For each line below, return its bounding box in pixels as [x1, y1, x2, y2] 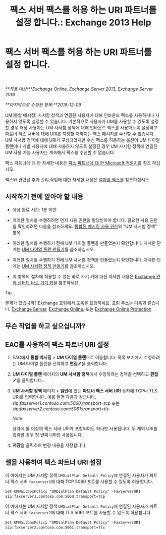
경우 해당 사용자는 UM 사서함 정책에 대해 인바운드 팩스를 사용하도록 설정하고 [10, 124, 158, 130]
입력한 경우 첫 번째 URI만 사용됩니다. [12, 431, 83, 437]
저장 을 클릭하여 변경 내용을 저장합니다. [12, 442, 87, 448]
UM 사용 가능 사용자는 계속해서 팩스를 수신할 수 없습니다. [5, 149, 115, 155]
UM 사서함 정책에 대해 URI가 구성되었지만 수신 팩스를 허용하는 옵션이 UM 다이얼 [5, 137, 160, 143]
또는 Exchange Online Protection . [85, 306, 153, 312]
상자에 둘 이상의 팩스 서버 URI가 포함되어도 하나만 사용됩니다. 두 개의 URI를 [12, 426, 158, 431]
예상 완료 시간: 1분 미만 [12, 207, 57, 213]
